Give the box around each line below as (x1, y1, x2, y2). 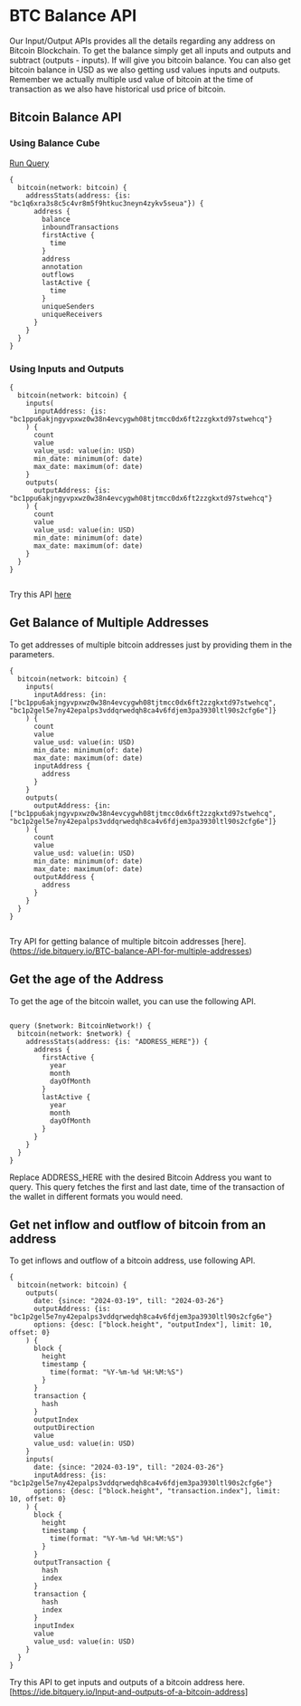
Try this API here (9, 589, 72, 599)
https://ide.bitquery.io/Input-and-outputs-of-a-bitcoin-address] (12, 1686, 249, 1698)
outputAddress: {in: (33, 800, 111, 810)
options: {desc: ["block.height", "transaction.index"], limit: (33, 1487, 281, 1496)
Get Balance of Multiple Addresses (9, 615, 210, 630)
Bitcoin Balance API (9, 110, 122, 125)
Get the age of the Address (9, 972, 165, 987)
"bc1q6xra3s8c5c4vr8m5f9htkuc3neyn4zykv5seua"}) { (9, 198, 204, 208)
